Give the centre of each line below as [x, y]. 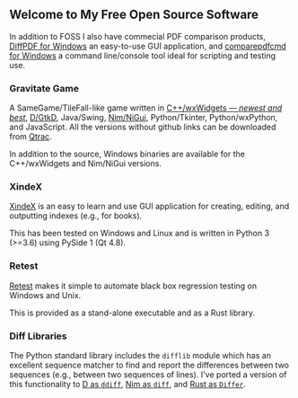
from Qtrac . [31, 137]
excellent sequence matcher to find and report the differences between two [149, 365]
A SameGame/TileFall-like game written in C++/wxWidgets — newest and [146, 108]
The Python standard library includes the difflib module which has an [140, 355]
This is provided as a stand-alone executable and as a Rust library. [132, 313]
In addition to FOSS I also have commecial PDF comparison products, [138, 36]
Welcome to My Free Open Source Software [134, 15]
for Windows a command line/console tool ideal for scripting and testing [143, 55]
